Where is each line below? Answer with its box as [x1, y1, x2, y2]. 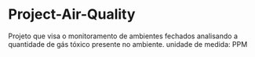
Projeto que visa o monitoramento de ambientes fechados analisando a [8, 31, 238, 41]
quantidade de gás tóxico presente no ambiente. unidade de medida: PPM [8, 39, 248, 48]
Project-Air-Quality [8, 5, 136, 23]
